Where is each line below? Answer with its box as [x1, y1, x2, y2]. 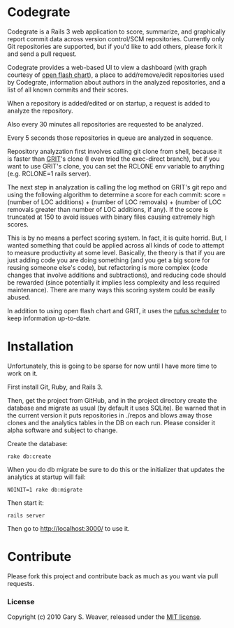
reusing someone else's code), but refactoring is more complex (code [7, 263, 208, 271]
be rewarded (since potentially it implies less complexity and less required [7, 278, 220, 287]
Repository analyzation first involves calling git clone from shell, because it [7, 147, 222, 155]
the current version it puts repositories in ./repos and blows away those [7, 411, 213, 420]
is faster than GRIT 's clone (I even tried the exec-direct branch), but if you [7, 155, 220, 163]
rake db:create [7, 452, 52, 460]
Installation [7, 338, 74, 355]
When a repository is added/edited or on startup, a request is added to [7, 99, 211, 107]
